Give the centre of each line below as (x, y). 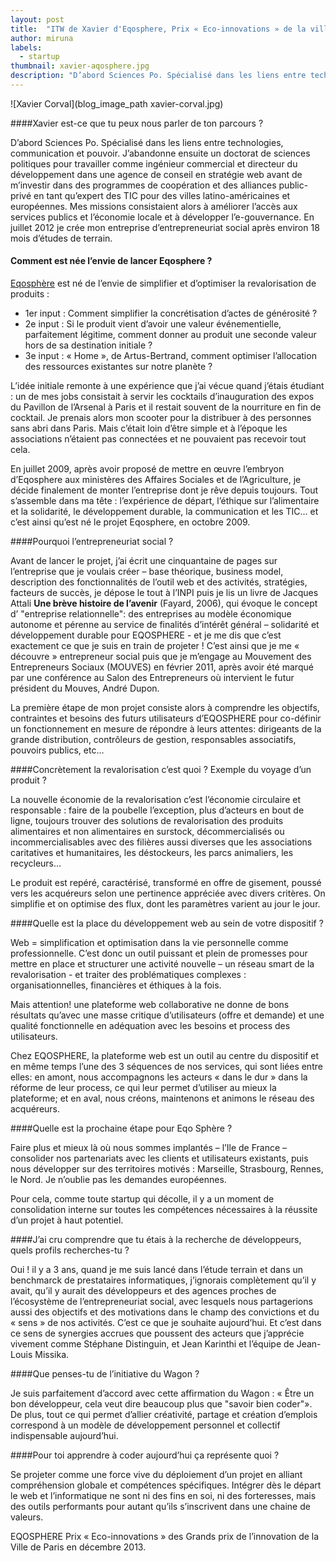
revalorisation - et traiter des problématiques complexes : (128, 975)
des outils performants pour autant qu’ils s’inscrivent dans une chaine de (160, 1507)
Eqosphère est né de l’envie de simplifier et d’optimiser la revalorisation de (163, 283)
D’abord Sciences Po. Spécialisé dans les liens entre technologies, (147, 142)
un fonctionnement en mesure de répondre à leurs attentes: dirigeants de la (166, 729)
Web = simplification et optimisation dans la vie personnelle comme (149, 943)
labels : (26, 47)
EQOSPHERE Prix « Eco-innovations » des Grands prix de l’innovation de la (165, 1537)
